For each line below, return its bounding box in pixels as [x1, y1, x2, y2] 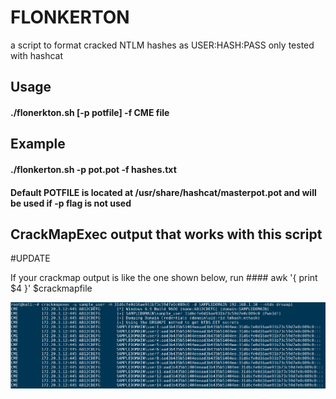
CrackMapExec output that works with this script [10, 226, 323, 243]
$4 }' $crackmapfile [10, 282, 93, 295]
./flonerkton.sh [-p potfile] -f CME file [10, 106, 170, 118]
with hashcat [10, 49, 64, 61]
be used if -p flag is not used [10, 197, 132, 209]
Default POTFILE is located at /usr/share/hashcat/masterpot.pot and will [10, 186, 317, 198]
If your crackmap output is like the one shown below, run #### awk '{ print [10, 272, 318, 284]
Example [10, 136, 66, 153]
